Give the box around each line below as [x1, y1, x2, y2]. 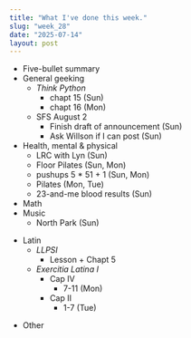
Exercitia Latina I [35, 264, 100, 275]
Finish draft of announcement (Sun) [49, 121, 183, 132]
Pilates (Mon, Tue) [35, 179, 104, 190]
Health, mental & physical [22, 140, 118, 151]
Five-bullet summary [22, 63, 100, 74]
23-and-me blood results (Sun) [35, 188, 152, 199]
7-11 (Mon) [62, 283, 103, 295]
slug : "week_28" [9, 22, 71, 31]
